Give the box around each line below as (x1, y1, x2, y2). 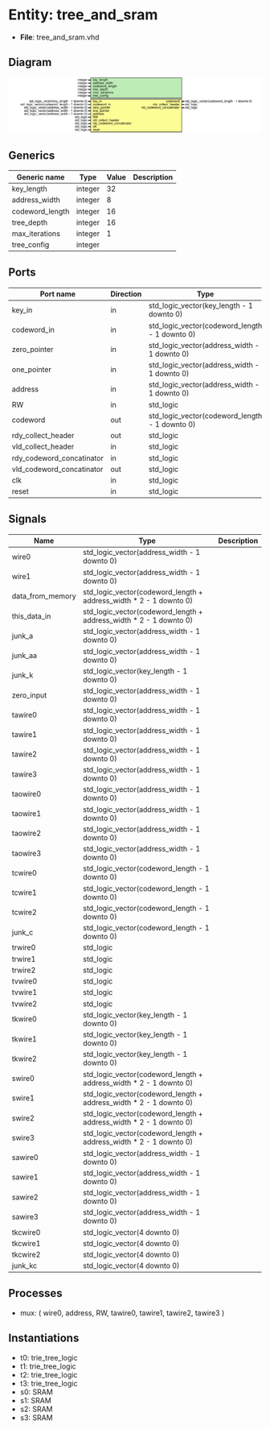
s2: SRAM (19, 1404, 53, 1414)
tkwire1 (11, 1033, 38, 1044)
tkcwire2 (11, 1250, 41, 1260)
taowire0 (11, 789, 42, 798)
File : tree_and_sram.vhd (19, 32, 100, 42)
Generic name (16, 172, 65, 182)
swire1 (11, 1093, 35, 1103)
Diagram (8, 56, 52, 69)
